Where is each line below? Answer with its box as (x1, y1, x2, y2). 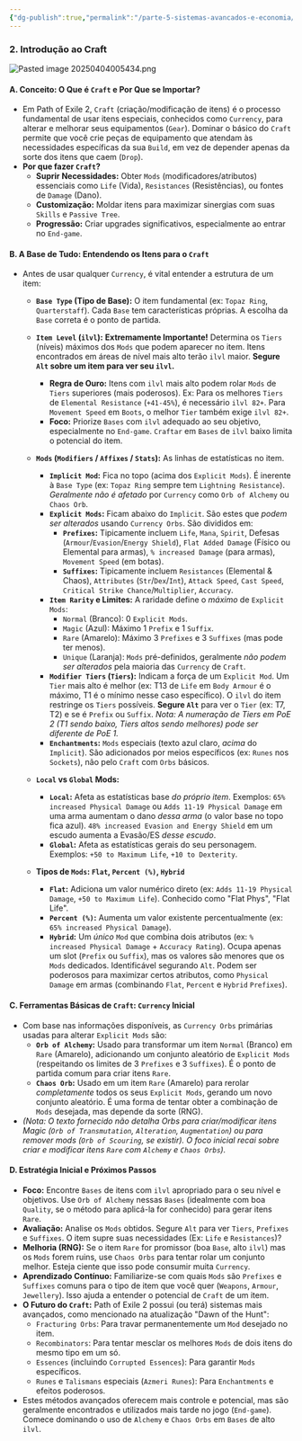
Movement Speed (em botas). (62, 556, 164, 567)
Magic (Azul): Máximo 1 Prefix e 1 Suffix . (62, 623, 214, 634)
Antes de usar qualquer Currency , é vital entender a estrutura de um (22, 269, 274, 280)
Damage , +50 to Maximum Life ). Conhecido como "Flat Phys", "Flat (49, 894, 290, 904)
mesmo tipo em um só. (35, 1347, 121, 1357)
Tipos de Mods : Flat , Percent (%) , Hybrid (35, 867, 185, 877)
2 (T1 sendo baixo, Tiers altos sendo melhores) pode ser (49, 718, 259, 729)
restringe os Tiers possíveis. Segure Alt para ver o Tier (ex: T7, (49, 699, 286, 710)
